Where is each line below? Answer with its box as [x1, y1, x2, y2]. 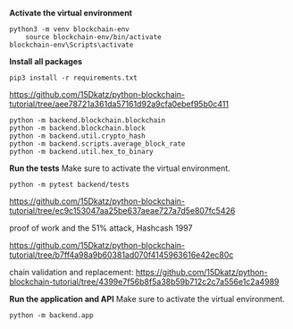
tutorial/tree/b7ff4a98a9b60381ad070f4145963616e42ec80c [9, 249, 234, 260]
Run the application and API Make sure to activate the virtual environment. [9, 294, 286, 304]
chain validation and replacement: [9, 267, 134, 277]
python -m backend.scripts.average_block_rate [9, 139, 186, 148]
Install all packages [9, 56, 83, 66]
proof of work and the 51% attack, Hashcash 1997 [9, 223, 193, 233]
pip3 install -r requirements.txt [9, 73, 138, 82]
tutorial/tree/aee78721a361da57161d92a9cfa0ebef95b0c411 [9, 98, 230, 109]
